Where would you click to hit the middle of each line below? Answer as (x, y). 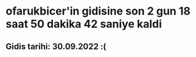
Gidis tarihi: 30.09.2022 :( (56, 46)
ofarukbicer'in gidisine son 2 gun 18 (98, 11)
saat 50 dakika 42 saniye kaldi (84, 24)
